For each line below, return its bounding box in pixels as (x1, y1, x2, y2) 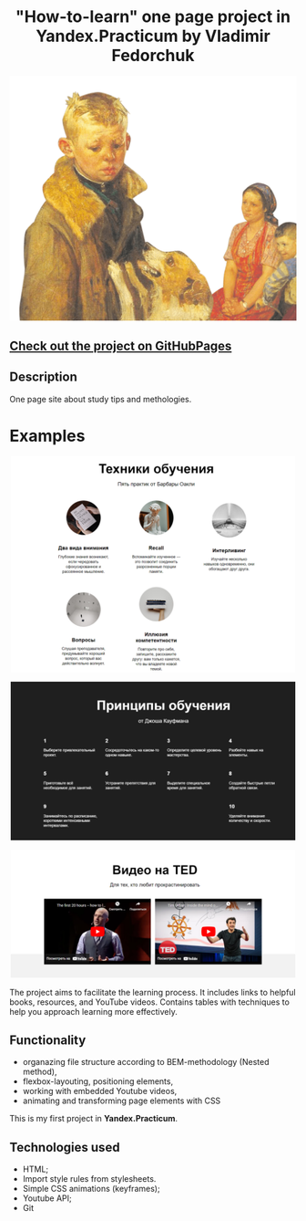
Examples (9, 426, 86, 446)
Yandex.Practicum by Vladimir (36, 26, 270, 47)
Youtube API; (22, 1193, 73, 1204)
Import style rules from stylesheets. (22, 1174, 157, 1184)
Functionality (9, 1033, 87, 1049)
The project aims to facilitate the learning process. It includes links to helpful (9, 986, 296, 997)
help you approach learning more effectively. (9, 1006, 178, 1017)
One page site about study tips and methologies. (9, 393, 192, 404)
